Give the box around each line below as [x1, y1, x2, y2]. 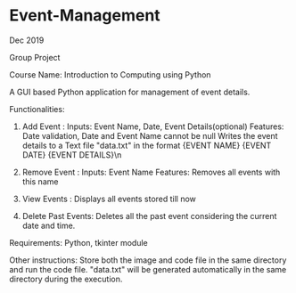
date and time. [21, 220, 76, 231]
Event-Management [9, 5, 160, 26]
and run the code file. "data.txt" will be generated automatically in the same [9, 264, 287, 274]
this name [21, 175, 59, 187]
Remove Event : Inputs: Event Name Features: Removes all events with [21, 167, 281, 177]
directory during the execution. [9, 273, 123, 284]
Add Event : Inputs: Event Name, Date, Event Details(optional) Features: [21, 121, 284, 132]
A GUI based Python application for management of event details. [9, 86, 251, 97]
